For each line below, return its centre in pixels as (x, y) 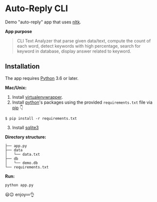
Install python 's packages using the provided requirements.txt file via (82, 102)
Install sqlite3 (25, 128)
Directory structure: (26, 137)
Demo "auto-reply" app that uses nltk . (43, 22)
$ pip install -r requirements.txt (41, 118)
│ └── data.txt (23, 154)
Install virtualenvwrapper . (37, 97)
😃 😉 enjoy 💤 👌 (20, 194)
